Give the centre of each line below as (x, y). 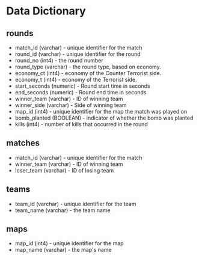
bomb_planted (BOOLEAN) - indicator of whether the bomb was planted (104, 118)
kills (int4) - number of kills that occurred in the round (81, 124)
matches (23, 143)
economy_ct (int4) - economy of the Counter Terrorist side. (88, 73)
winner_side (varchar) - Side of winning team (71, 105)
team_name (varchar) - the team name (63, 210)
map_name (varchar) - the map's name (63, 250)
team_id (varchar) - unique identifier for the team (75, 204)
